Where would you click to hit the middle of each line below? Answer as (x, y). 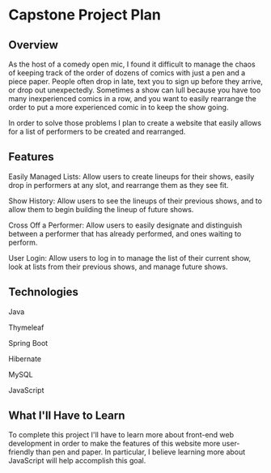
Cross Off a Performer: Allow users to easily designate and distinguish (125, 225)
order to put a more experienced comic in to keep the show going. (119, 107)
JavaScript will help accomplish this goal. (77, 461)
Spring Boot (28, 343)
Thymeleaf (26, 327)
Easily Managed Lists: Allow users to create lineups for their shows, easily (131, 177)
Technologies (44, 292)
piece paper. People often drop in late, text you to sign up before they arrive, (135, 81)
